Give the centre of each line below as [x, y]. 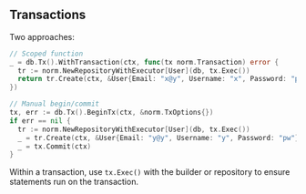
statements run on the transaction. [74, 182]
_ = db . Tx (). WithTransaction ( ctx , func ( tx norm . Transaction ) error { [144, 62]
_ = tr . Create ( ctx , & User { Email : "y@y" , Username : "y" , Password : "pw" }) [160, 138]
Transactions [48, 15]
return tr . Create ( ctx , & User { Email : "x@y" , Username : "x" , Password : [153, 79]
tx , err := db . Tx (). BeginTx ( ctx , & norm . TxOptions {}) [112, 113]
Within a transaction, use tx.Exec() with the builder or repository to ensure [150, 172]
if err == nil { [40, 121]
